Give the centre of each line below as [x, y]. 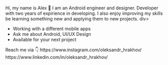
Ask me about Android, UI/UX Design [52, 34]
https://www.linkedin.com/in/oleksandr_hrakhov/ [57, 57]
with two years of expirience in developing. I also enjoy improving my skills [84, 13]
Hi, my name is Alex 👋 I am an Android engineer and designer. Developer [82, 8]
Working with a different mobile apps [52, 29]
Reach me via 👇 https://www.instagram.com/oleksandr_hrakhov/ [73, 50]
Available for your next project [45, 39]
